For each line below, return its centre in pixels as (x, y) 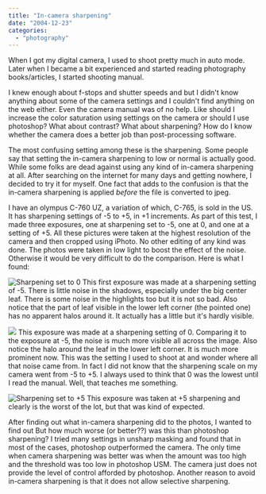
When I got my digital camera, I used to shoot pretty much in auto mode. (127, 60)
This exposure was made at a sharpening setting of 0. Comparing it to (132, 332)
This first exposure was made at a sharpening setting (169, 282)
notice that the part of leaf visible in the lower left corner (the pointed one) (130, 307)
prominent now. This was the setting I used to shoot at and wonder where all (133, 357)
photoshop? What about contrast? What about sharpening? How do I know (130, 126)
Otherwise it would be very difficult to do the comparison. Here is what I (126, 258)
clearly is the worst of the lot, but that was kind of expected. (106, 407)
